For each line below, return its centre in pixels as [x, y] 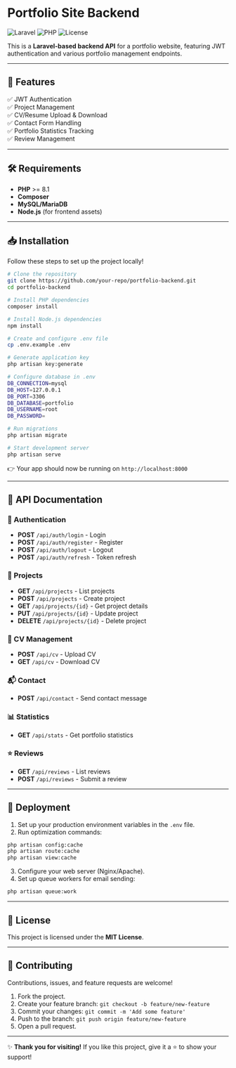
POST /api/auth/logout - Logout [65, 550]
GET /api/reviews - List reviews [64, 771]
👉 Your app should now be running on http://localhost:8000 [98, 468]
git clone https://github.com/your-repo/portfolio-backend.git [102, 281]
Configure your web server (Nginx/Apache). [81, 871]
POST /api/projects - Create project [71, 598]
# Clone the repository [42, 274]
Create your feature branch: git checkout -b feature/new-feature [113, 1003]
